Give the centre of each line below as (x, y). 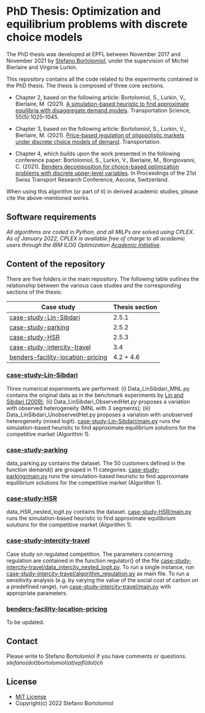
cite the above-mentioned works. (48, 198)
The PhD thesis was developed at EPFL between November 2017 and (94, 54)
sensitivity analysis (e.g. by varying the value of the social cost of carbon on (102, 580)
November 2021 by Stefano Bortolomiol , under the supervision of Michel (97, 61)
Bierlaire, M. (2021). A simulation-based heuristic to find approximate (102, 104)
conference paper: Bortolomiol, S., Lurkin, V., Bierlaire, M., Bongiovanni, (106, 160)
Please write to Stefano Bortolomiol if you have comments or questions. (97, 656)
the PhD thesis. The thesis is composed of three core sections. (86, 85)
